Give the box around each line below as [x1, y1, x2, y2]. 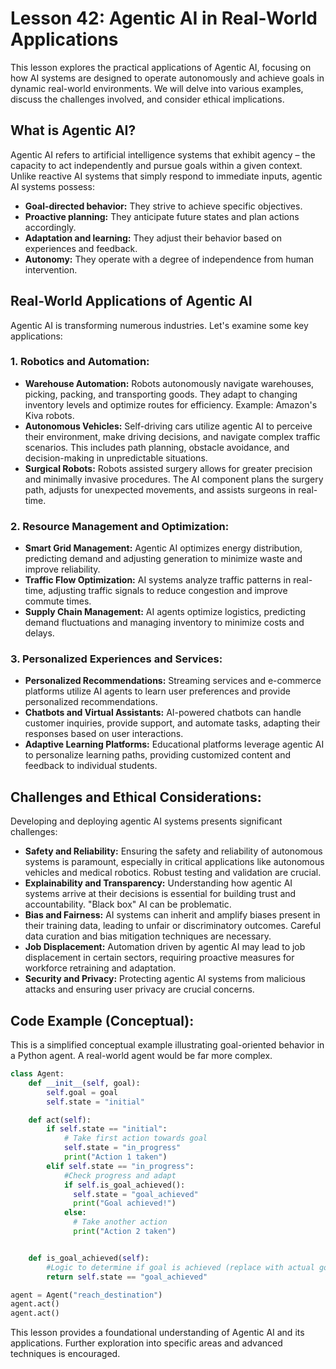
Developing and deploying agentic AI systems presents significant [10, 815, 283, 827]
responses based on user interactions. [24, 728, 184, 740]
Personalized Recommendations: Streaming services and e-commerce [24, 675, 322, 687]
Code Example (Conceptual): [10, 1012, 195, 1029]
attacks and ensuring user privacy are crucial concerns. [24, 983, 255, 996]
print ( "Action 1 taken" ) [63, 1152, 168, 1162]
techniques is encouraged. [10, 1348, 121, 1360]
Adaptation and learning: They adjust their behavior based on [24, 232, 282, 244]
